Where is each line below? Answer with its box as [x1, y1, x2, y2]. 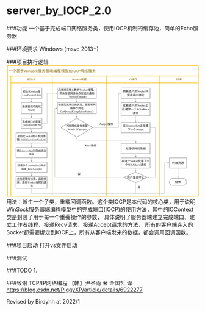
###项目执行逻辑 [6, 58, 49, 65]
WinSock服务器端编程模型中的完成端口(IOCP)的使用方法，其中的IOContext [6, 206, 194, 213]
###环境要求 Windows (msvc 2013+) [6, 45, 99, 52]
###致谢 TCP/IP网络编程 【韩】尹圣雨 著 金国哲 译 [6, 279, 132, 287]
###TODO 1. [6, 266, 38, 274]
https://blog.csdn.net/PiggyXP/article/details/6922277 [6, 286, 143, 293]
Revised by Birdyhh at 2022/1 [6, 298, 81, 306]
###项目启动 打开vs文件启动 [6, 241, 77, 249]
